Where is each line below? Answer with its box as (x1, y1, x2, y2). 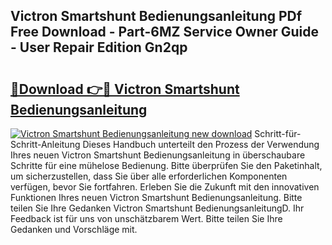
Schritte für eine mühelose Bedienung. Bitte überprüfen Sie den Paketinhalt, (10, 160, 323, 171)
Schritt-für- (254, 128, 302, 139)
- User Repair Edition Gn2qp (10, 39, 188, 56)
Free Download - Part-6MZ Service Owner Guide (10, 24, 320, 41)
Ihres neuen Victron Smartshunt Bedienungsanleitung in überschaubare (10, 149, 306, 161)
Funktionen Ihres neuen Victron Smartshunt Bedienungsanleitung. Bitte (10, 192, 303, 203)
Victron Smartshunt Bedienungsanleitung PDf (10, 8, 303, 25)
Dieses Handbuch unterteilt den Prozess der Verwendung (82, 139, 320, 150)
